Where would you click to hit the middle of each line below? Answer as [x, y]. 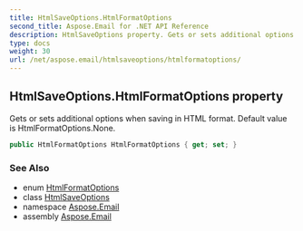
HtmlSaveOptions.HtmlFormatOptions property [147, 96]
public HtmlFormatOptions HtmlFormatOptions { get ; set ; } [123, 144]
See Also [29, 168]
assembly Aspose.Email [67, 216]
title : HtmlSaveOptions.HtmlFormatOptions [91, 18]
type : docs [30, 43]
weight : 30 [30, 52]
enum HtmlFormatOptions [71, 188]
